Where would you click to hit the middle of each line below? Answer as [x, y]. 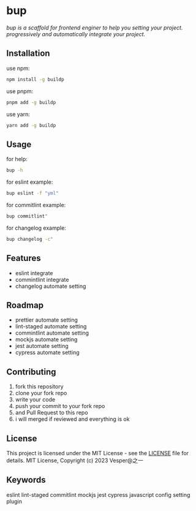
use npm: [18, 68]
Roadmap [25, 305]
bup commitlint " [27, 216]
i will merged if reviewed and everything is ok [72, 419]
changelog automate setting [51, 286]
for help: [17, 159]
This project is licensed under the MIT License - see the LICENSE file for [97, 453]
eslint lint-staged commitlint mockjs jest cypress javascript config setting [98, 494]
